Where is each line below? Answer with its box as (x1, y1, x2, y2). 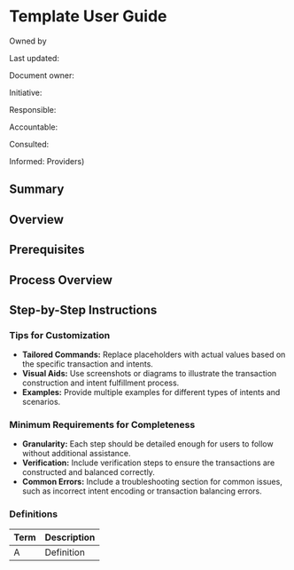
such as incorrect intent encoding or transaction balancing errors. (21, 486, 263, 496)
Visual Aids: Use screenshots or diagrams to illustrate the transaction (21, 368, 277, 379)
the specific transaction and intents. (21, 359, 153, 369)
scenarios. (21, 397, 61, 408)
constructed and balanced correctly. (21, 467, 155, 478)
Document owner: (9, 69, 75, 81)
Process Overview (9, 273, 113, 288)
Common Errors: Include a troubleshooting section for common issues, (21, 477, 283, 487)
